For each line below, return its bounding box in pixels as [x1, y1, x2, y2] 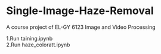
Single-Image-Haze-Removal [6, 4, 154, 18]
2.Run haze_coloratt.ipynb [6, 41, 70, 48]
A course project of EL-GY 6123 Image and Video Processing [6, 23, 156, 31]
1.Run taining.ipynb [6, 35, 53, 42]
